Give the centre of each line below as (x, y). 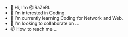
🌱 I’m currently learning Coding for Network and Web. (67, 18)
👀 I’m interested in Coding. (38, 13)
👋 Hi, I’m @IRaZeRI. (30, 8)
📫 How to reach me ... (34, 29)
